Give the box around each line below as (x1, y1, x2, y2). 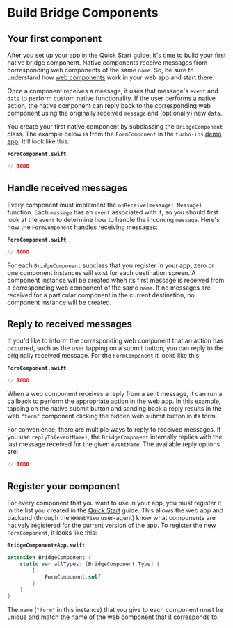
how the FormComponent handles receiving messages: (7, 223, 158, 231)
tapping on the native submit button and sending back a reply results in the (7, 405, 223, 413)
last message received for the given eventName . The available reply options (7, 440, 220, 448)
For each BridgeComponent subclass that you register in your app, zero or (7, 261, 214, 269)
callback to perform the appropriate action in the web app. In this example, (7, 397, 221, 405)
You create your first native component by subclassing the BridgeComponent (7, 123, 223, 130)
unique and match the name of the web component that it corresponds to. (7, 613, 219, 621)
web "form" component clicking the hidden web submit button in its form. (7, 412, 218, 421)
